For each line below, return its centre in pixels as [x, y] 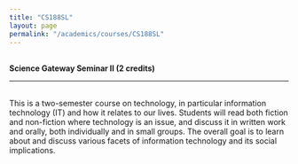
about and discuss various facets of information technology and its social [143, 141]
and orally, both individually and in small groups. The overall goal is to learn [147, 132]
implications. [32, 151]
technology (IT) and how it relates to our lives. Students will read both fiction [149, 113]
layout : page [33, 26]
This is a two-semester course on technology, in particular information [138, 104]
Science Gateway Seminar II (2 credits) [82, 68]
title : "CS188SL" [41, 17]
